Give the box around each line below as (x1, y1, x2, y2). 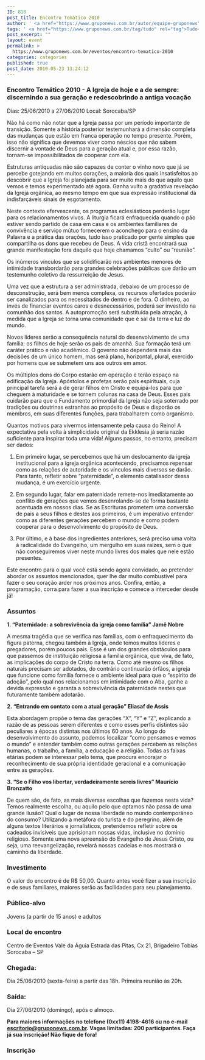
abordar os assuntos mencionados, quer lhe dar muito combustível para (7, 572, 187, 579)
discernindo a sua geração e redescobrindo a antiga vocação (7, 93, 192, 102)
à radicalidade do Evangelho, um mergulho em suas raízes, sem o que (15, 541, 192, 548)
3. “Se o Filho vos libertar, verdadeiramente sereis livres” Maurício (7, 778, 179, 785)
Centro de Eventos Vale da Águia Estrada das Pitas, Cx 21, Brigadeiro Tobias (7, 942, 198, 949)
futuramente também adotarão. (7, 691, 86, 698)
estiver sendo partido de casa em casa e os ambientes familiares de (7, 220, 178, 227)
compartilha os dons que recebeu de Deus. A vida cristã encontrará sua (7, 239, 187, 247)
